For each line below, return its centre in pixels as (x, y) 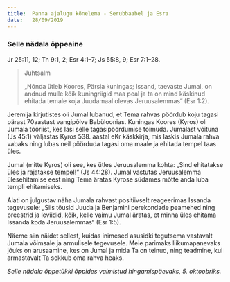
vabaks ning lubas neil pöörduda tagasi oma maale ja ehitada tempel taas (112, 143)
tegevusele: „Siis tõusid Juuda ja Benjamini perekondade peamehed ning (111, 207)
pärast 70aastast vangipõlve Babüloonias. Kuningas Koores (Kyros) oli (107, 121)
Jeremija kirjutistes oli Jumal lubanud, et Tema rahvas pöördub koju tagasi (113, 114)
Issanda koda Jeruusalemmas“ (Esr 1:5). (64, 222)
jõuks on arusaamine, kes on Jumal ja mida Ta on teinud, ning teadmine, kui (115, 250)
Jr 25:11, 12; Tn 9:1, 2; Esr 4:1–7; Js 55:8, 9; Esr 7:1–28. (84, 59)
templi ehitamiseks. (35, 186)
